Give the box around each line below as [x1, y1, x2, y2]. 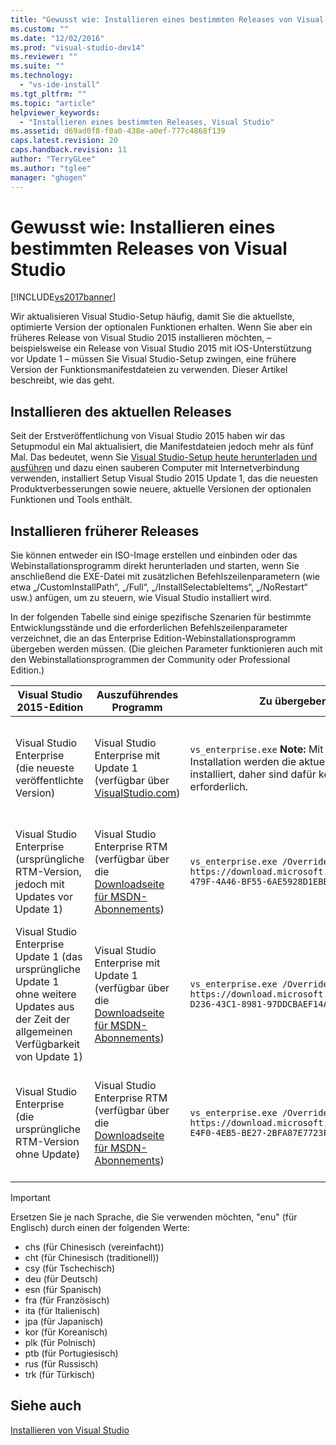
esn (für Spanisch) [24, 1284, 102, 1296]
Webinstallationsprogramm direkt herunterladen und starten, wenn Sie [10, 560, 300, 572]
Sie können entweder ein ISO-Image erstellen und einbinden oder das [10, 549, 298, 561]
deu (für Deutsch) [24, 1273, 99, 1285]
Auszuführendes [96, 688, 179, 702]
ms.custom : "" [10, 24, 70, 34]
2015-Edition [16, 701, 84, 715]
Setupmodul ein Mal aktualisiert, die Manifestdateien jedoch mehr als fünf [10, 441, 314, 453]
